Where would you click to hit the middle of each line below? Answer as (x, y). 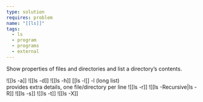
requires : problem (29, 18)
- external (26, 52)
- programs (26, 46)
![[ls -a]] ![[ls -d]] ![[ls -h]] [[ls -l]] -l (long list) (63, 80)
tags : (13, 29)
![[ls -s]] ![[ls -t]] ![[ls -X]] (46, 93)
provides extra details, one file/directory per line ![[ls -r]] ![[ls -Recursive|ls (100, 87)
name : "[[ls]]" (26, 23)
